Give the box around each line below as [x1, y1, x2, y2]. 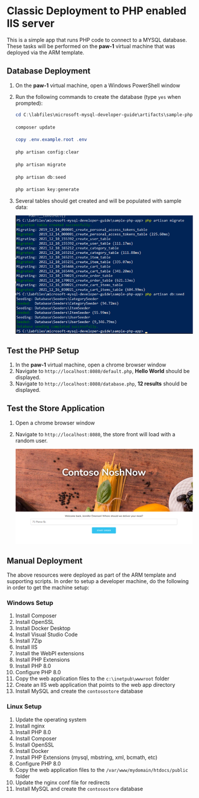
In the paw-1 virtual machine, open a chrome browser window [15, 361, 167, 368]
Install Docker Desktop [15, 625, 71, 632]
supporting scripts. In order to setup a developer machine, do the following [6, 578, 189, 585]
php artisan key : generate [15, 186, 79, 193]
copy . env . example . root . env [15, 137, 87, 143]
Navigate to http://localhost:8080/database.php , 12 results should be [15, 380, 188, 387]
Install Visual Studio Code [15, 631, 78, 638]
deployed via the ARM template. [6, 49, 84, 56]
